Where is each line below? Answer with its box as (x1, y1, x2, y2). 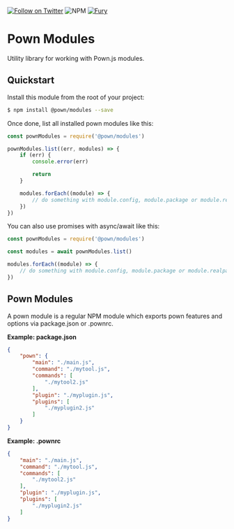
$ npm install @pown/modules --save (7, 106, 114, 113)
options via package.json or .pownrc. (7, 319, 114, 328)
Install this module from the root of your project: (7, 93, 145, 101)
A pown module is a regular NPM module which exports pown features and (7, 312, 223, 320)
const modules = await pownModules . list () (7, 248, 132, 255)
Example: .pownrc (7, 437, 61, 445)
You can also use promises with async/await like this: (7, 222, 160, 231)
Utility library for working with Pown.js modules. (7, 54, 145, 62)
